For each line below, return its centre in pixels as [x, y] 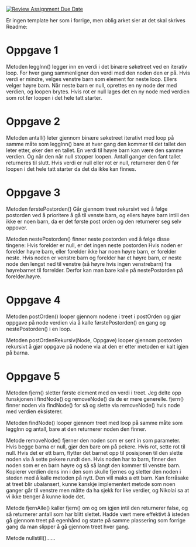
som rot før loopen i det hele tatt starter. [54, 97]
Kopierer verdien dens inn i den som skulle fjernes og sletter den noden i [94, 471]
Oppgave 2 [33, 122]
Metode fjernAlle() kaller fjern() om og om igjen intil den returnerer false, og [97, 508]
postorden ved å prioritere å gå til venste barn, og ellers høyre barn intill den [98, 215]
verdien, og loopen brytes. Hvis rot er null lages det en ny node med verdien [98, 92]
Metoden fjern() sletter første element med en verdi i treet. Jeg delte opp [94, 393]
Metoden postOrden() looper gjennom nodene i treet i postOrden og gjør [93, 316]
